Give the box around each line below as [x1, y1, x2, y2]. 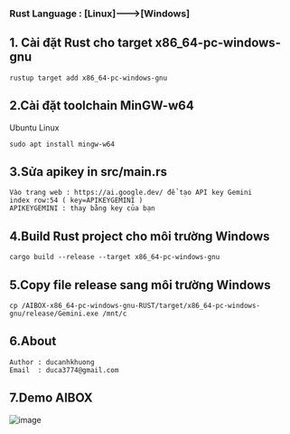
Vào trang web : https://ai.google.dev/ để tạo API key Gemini [9, 188, 253, 198]
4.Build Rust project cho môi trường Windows [9, 228, 270, 244]
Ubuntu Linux [9, 121, 60, 133]
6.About [9, 333, 57, 349]
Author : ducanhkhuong [9, 357, 95, 367]
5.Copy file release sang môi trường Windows [9, 277, 271, 293]
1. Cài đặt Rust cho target [9, 35, 153, 51]
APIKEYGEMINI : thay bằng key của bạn [9, 204, 155, 213]
